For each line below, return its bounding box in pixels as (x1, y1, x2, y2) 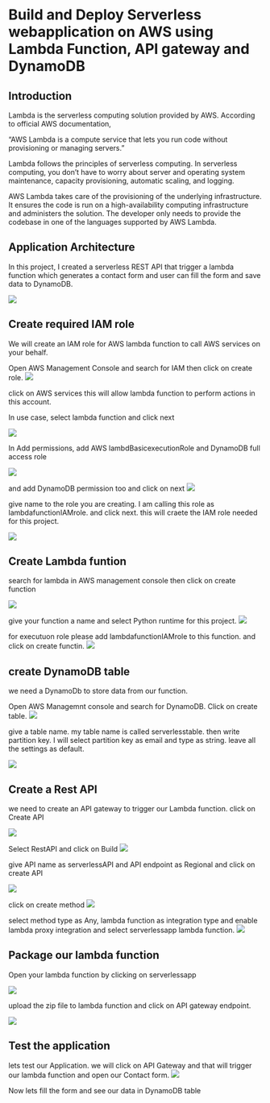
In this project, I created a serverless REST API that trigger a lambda (8, 262, 235, 272)
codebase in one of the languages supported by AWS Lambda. (8, 218, 217, 226)
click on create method (8, 900, 85, 910)
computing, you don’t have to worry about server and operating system (8, 168, 246, 176)
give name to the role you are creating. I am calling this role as (8, 499, 215, 508)
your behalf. (8, 347, 48, 357)
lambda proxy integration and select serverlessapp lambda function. (8, 925, 235, 935)
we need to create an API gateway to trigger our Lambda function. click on (8, 804, 255, 814)
